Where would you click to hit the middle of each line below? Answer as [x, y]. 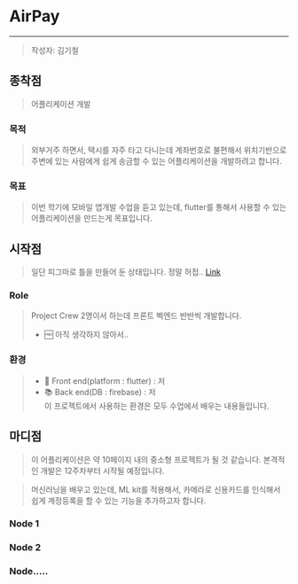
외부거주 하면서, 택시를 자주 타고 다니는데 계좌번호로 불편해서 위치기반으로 [159, 150]
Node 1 [24, 524]
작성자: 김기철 [55, 50]
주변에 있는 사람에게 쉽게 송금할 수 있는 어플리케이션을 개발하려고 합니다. [156, 161]
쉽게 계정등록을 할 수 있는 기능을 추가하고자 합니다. [118, 500]
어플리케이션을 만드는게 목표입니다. [91, 218]
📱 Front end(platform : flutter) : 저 [105, 381]
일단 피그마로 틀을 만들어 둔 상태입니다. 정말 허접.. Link [126, 272]
